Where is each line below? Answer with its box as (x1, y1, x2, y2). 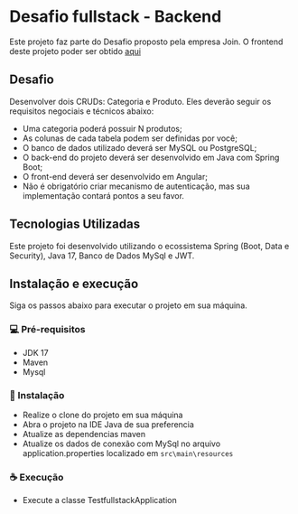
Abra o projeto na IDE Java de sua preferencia (22, 418, 194, 430)
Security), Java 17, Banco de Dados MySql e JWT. (9, 250, 195, 261)
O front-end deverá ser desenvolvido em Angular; (22, 171, 208, 182)
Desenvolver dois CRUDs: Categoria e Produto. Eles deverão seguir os (9, 96, 272, 107)
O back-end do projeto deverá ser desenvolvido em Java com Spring (22, 152, 280, 163)
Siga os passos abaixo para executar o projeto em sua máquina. (9, 300, 248, 311)
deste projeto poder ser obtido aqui (9, 45, 142, 56)
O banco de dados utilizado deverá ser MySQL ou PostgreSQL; (22, 142, 257, 153)
